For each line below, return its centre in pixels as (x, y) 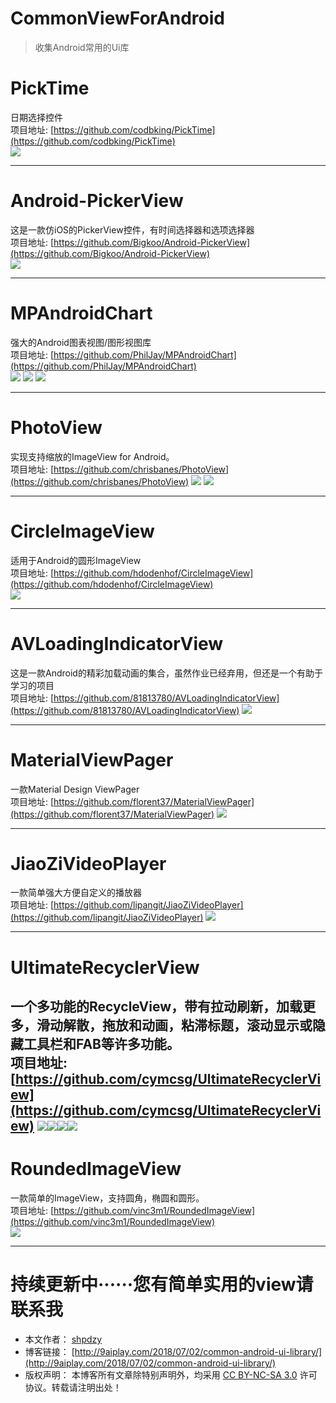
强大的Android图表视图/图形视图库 (81, 342)
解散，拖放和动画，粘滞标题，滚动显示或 (187, 1025)
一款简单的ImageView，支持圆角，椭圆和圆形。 (107, 1198)
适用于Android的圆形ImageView (76, 560)
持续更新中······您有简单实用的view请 (162, 1284)
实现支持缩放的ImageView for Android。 (92, 456)
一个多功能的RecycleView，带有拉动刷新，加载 (156, 1007)
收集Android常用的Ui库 (82, 47)
